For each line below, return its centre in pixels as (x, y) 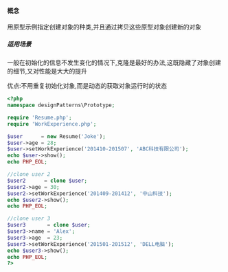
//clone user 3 (29, 219)
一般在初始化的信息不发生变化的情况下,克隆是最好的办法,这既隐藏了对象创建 (114, 63)
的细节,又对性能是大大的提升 (47, 71)
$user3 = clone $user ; (49, 225)
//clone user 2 (29, 174)
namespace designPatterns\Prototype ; (61, 105)
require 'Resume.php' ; (39, 117)
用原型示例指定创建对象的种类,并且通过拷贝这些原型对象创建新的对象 (104, 27)
